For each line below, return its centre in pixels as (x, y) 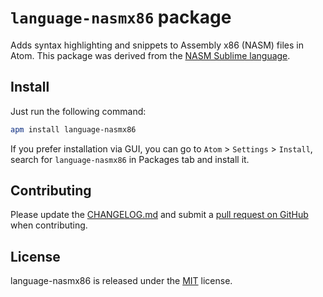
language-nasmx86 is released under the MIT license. (121, 281)
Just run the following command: (78, 111)
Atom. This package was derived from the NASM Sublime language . (150, 55)
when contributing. (49, 225)
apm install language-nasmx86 (73, 129)
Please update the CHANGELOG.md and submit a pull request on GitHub (159, 215)
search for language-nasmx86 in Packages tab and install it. (130, 159)
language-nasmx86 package (121, 17)
